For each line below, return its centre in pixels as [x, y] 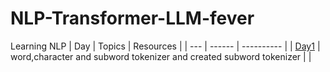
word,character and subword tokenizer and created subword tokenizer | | [161, 56]
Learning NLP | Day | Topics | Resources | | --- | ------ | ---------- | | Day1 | [165, 46]
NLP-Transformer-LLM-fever [132, 18]
